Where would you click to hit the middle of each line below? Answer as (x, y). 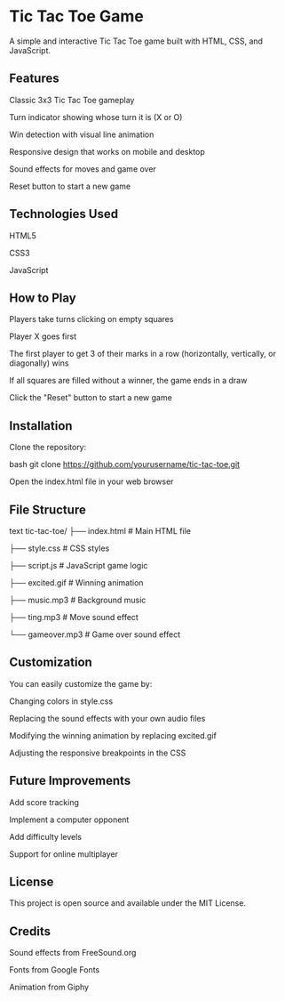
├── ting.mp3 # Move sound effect (74, 617)
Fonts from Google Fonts (55, 970)
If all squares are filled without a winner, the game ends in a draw (128, 381)
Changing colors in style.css (61, 701)
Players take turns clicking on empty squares (91, 319)
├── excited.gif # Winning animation (76, 583)
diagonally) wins (39, 363)
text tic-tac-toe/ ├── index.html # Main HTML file (100, 531)
